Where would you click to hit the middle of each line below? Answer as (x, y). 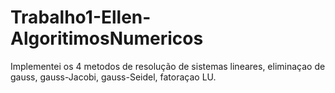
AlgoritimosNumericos (107, 38)
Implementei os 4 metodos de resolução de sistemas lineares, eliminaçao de (168, 66)
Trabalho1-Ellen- (81, 17)
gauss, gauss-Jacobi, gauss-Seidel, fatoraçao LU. (113, 77)
